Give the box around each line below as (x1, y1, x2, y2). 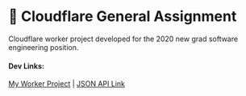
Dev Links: (8, 61, 44, 71)
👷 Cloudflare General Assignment (8, 7, 237, 26)
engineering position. (8, 42, 79, 52)
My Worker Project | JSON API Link (8, 79, 125, 89)
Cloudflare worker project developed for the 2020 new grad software (8, 34, 239, 44)
